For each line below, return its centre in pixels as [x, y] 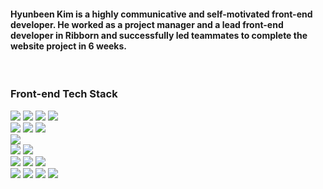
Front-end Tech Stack [64, 94]
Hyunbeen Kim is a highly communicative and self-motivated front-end [161, 14]
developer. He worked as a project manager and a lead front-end [147, 24]
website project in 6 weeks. [68, 46]
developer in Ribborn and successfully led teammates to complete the [159, 35]
